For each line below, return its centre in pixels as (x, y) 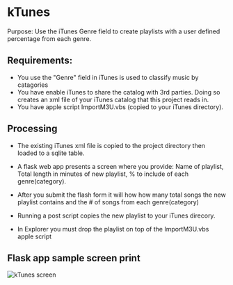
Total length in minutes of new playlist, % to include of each (103, 174)
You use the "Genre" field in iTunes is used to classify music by (108, 77)
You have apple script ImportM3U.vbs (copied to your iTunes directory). (120, 107)
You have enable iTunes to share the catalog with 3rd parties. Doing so (119, 92)
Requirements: (40, 61)
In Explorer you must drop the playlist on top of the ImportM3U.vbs (113, 229)
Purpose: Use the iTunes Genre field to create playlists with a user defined (114, 31)
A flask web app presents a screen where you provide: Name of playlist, (120, 166)
